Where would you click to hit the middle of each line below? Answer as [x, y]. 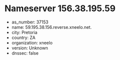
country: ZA [24, 38]
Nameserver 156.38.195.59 [60, 9]
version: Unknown [30, 48]
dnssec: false [25, 53]
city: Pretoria [24, 32]
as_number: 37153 [30, 22]
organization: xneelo [32, 42]
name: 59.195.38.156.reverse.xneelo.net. [51, 27]
